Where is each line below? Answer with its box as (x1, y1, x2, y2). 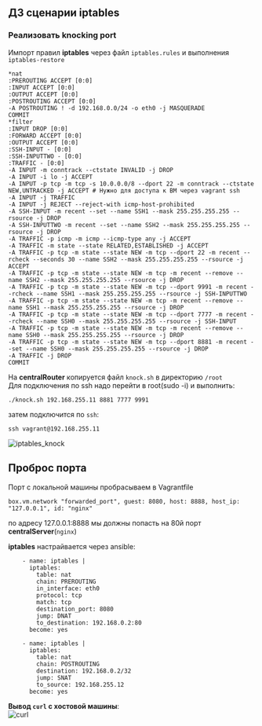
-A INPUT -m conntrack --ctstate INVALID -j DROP (8, 166, 174, 174)
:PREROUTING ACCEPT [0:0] (8, 76, 93, 85)
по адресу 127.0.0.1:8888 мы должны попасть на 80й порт (8, 518, 202, 527)
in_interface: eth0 (36, 585, 100, 592)
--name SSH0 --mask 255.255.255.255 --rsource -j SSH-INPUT (36, 317, 237, 325)
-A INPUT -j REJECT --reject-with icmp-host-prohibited (8, 200, 195, 208)
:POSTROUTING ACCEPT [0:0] (8, 97, 96, 105)
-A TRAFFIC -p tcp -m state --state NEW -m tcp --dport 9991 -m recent (8, 283, 247, 291)
